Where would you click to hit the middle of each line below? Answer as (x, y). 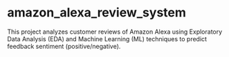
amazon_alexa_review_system (97, 13)
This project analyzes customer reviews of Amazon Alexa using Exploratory (115, 32)
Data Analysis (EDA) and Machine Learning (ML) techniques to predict (107, 38)
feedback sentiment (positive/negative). (64, 46)
